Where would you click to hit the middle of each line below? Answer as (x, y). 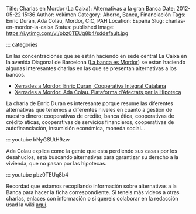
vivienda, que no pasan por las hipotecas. (56, 163)
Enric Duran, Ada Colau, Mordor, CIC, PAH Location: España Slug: (85, 21)
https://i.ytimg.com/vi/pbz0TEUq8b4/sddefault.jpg (67, 33)
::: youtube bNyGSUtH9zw (38, 139)
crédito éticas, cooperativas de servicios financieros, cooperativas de (90, 122)
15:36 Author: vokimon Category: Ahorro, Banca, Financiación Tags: (104, 15)
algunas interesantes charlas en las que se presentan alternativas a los (92, 68)
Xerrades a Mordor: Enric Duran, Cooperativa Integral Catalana (90, 86)
